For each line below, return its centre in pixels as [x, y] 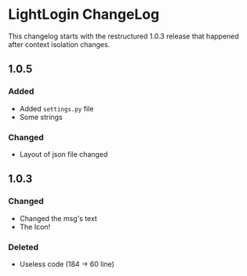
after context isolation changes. [59, 44]
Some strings [41, 117]
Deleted [24, 247]
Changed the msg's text [58, 218]
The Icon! [35, 227]
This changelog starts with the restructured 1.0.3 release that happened [123, 36]
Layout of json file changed [64, 154]
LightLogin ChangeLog [84, 15]
